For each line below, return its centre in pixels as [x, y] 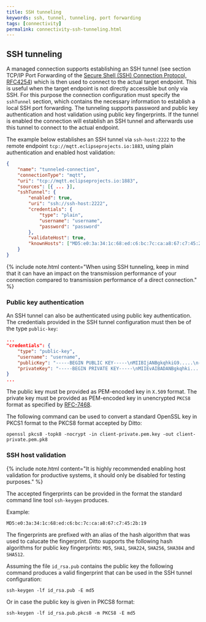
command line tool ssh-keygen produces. [58, 500]
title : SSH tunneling [34, 12]
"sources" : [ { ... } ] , [46, 187]
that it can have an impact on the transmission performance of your [91, 273]
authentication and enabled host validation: [61, 153]
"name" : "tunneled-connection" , [59, 169]
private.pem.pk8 [27, 440]
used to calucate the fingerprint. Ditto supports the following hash [90, 541]
